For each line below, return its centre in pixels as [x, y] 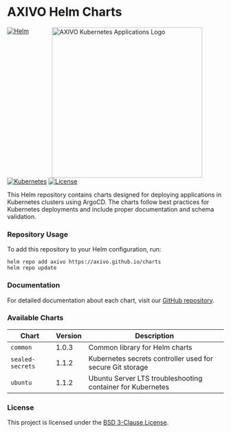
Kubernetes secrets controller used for [151, 358]
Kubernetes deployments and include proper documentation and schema [111, 209]
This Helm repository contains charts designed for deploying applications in [114, 195]
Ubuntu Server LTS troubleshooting [145, 378]
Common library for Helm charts [140, 347]
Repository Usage [38, 234]
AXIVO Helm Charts [65, 12]
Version [69, 335]
